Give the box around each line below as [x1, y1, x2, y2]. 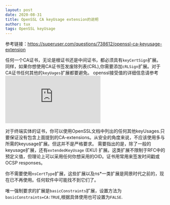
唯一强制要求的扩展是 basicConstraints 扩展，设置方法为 [5, 188, 122, 194]
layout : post [5, 7, 33, 13]
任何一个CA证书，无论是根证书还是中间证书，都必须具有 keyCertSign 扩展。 [5, 57, 161, 63]
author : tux [5, 21, 30, 27]
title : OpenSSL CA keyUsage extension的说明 [5, 17, 99, 22]
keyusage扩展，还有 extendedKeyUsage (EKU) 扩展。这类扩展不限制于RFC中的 [5, 147, 165, 153]
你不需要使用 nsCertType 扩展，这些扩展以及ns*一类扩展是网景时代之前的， [5, 170, 160, 177]
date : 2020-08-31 [5, 12, 42, 17]
